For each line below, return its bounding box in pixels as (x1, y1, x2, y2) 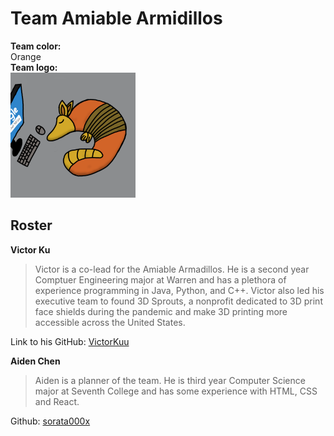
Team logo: (10, 61, 58, 73)
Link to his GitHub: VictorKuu (10, 335, 130, 347)
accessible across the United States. (34, 316, 186, 328)
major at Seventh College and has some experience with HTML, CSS (34, 385, 318, 397)
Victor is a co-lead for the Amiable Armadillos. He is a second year (34, 263, 310, 275)
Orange (10, 50, 42, 62)
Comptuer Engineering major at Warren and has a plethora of (34, 273, 287, 286)
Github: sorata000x (10, 415, 91, 427)
